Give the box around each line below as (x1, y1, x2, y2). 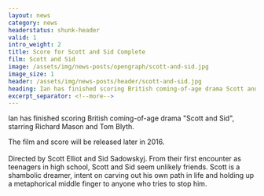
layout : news (8, 11, 51, 20)
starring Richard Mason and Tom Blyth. (8, 122, 135, 131)
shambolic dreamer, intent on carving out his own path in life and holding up (8, 171, 255, 180)
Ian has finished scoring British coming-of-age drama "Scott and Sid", (8, 113, 235, 123)
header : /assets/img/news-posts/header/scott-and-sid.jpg (8, 77, 202, 85)
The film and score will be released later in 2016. (8, 137, 165, 146)
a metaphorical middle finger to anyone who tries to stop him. (8, 179, 207, 189)
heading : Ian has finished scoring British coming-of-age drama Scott (8, 84, 244, 93)
